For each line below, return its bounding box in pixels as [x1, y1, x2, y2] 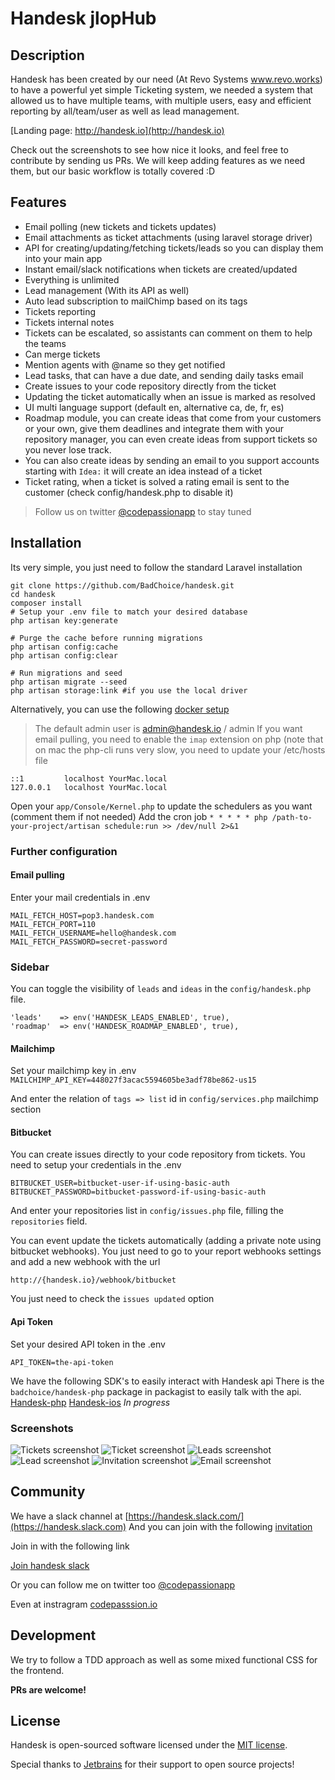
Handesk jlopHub [10, 7, 157, 30]
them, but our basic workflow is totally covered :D [10, 165, 216, 177]
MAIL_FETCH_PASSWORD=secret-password [10, 937, 168, 947]
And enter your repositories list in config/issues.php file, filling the [10, 1205, 284, 1217]
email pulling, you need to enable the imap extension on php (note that [34, 733, 324, 745]
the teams [24, 337, 67, 349]
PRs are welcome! [10, 1683, 87, 1696]
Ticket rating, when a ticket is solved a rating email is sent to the [24, 475, 290, 487]
